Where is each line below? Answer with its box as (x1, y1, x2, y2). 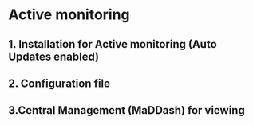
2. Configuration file (8, 76, 110, 90)
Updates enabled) (8, 49, 100, 63)
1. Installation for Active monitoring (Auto (8, 37, 217, 51)
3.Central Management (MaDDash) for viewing (8, 104, 245, 117)
